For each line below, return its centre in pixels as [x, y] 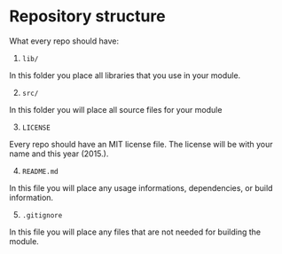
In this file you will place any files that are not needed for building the [135, 232]
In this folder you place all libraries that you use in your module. [125, 75]
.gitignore [42, 215]
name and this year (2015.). [59, 154]
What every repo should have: [64, 41]
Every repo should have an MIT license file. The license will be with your [141, 144]
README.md [40, 171]
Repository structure [87, 16]
